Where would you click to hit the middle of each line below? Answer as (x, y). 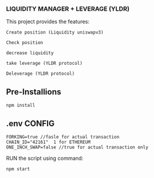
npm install (21, 106)
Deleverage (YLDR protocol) (41, 74)
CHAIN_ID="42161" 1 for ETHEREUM (48, 142)
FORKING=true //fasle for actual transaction (63, 137)
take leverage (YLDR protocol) (44, 64)
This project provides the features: (48, 22)
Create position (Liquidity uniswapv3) (55, 32)
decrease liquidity (30, 53)
